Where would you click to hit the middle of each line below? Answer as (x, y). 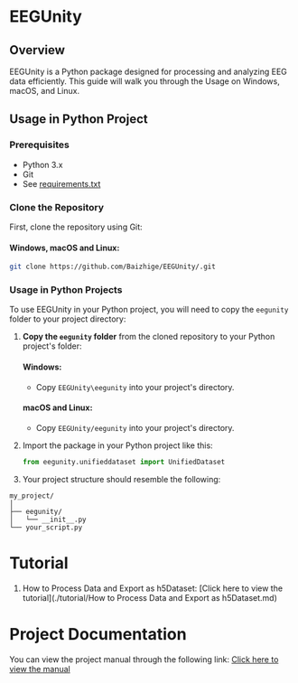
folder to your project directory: (68, 319)
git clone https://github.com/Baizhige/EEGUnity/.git (113, 267)
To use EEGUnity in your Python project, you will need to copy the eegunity (149, 310)
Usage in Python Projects (66, 289)
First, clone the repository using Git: (76, 227)
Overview (37, 50)
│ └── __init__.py (48, 519)
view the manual (40, 669)
